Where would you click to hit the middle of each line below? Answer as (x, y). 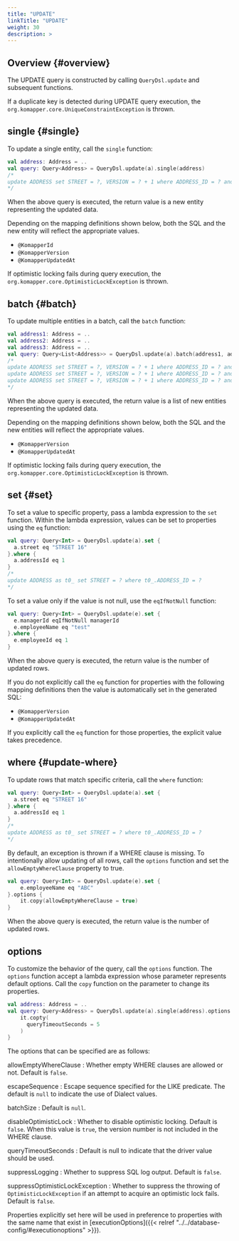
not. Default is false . (38, 1072)
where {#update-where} (63, 762)
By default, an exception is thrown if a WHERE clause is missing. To (106, 853)
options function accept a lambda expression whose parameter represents (117, 976)
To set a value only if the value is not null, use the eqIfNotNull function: (112, 601)
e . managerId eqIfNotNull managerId (67, 620)
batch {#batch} (42, 304)
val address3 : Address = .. (49, 347)
